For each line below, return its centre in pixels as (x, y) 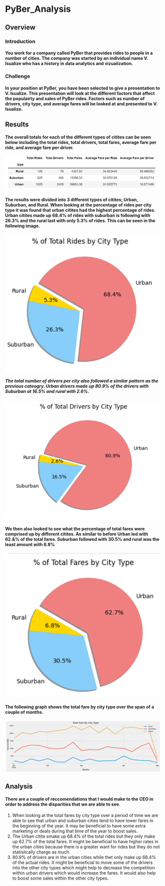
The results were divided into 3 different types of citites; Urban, (72, 199)
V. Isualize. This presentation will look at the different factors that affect (80, 93)
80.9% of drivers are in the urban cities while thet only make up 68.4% (84, 857)
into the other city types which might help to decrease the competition (83, 868)
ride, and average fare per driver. (39, 147)
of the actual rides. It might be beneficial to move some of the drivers (82, 862)
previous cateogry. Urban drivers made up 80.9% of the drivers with (77, 386)
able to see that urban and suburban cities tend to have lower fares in (83, 820)
